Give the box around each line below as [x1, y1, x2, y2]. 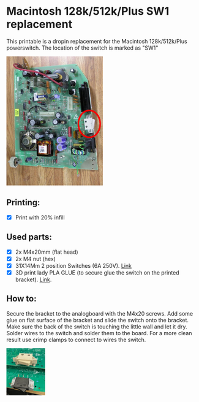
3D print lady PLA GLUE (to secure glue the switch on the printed [15, 268, 179, 276]
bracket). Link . [15, 276, 52, 283]
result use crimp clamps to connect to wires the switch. [6, 336, 146, 343]
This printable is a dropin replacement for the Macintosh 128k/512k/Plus [6, 37, 188, 45]
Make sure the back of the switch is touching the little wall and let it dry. [6, 323, 187, 330]
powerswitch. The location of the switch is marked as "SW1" [6, 44, 159, 51]
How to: [6, 294, 37, 304]
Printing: [6, 197, 40, 208]
